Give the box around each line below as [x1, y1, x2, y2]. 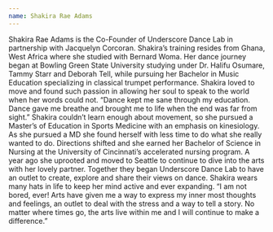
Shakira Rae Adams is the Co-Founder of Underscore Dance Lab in [8, 34, 234, 44]
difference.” [8, 216, 48, 225]
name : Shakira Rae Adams [8, 11, 93, 20]
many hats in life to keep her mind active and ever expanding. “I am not [8, 181, 247, 191]
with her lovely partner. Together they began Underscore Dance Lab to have [8, 164, 265, 173]
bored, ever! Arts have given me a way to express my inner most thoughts [8, 190, 257, 199]
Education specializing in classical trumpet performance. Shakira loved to [8, 77, 255, 87]
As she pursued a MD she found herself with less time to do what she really [8, 129, 262, 139]
